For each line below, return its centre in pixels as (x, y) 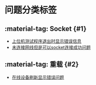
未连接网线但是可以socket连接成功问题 (51, 47)
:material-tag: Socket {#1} (46, 28)
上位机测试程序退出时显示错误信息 (47, 41)
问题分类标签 (31, 10)
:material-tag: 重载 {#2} (42, 64)
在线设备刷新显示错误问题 (38, 77)
